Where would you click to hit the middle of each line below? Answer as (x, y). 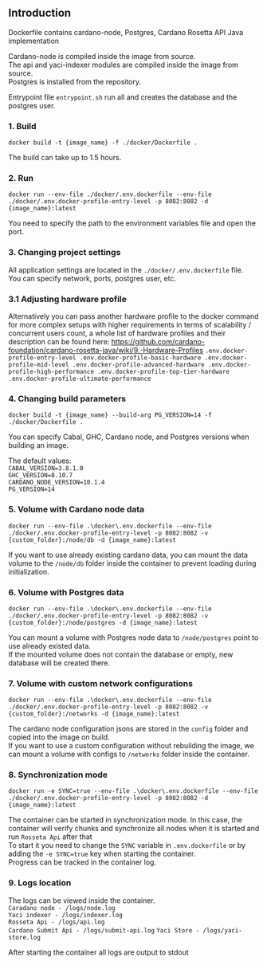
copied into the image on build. (59, 737)
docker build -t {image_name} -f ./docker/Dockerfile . (103, 143)
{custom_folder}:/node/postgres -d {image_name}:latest (103, 622)
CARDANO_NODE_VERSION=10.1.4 (57, 482)
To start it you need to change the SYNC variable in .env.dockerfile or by (127, 845)
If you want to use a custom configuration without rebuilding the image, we (132, 746)
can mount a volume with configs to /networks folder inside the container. (129, 754)
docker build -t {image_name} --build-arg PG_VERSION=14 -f (110, 415)
